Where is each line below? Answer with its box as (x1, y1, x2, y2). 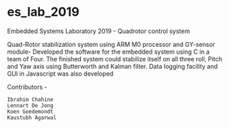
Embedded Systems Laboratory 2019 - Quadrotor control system (7, 27, 191, 35)
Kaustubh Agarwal (7, 114, 57, 121)
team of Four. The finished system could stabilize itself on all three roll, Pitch (7, 54, 223, 63)
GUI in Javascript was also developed (7, 70, 114, 78)
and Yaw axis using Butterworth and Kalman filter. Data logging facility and (7, 62, 218, 70)
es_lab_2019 (7, 4, 80, 20)
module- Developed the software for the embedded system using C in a (7, 47, 210, 56)
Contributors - (7, 83, 47, 91)
